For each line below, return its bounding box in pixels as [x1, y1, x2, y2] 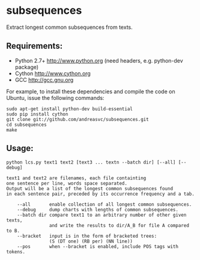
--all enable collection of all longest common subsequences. [17, 201, 192, 208]
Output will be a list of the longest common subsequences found [6, 185, 173, 191]
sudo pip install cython [6, 111, 68, 117]
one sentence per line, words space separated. [6, 180, 128, 187]
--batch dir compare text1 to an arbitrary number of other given [17, 212, 187, 218]
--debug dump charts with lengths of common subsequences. [17, 206, 179, 212]
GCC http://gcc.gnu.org [14, 76, 74, 83]
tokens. [6, 249, 26, 255]
